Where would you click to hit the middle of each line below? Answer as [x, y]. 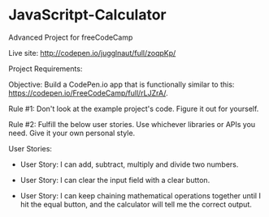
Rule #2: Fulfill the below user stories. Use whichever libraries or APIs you [132, 124]
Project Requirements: [46, 68]
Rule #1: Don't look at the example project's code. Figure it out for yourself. [134, 108]
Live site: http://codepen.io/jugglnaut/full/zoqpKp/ [92, 53]
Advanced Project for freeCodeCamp [71, 37]
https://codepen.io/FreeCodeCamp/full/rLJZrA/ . [88, 93]
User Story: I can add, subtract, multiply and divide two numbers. [129, 164]
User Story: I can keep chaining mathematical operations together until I [141, 195]
